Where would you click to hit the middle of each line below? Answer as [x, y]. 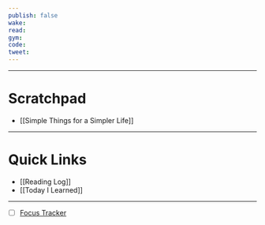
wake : [17, 23]
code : [17, 45]
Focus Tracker [43, 212]
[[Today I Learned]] [51, 189]
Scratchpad [47, 99]
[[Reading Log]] [45, 182]
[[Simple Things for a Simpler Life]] [77, 120]
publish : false [33, 15]
